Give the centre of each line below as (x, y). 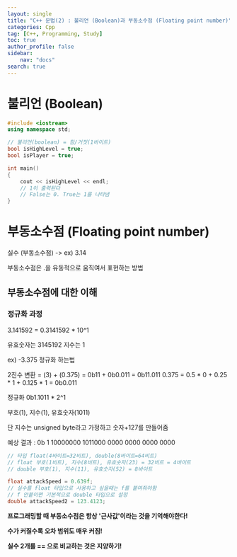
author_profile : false (41, 47)
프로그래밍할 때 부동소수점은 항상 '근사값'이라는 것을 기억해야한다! (98, 516)
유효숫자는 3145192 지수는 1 (46, 345)
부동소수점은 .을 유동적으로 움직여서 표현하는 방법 (75, 268)
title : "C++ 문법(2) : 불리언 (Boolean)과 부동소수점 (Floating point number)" (120, 21)
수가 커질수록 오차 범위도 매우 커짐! (55, 531)
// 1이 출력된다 (40, 188)
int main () (23, 168)
